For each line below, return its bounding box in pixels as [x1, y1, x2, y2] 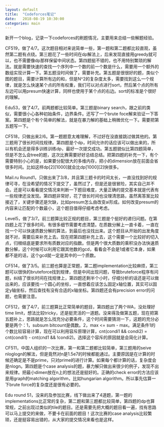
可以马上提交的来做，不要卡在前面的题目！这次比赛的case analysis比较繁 [5, 410, 152, 417]
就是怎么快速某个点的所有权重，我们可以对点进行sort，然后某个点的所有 [13, 82, 159, 88]
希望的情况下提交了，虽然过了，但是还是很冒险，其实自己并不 [30, 181, 155, 187]
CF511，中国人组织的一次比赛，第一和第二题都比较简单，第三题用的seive [5, 345, 151, 351]
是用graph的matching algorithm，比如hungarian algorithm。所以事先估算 [5, 376, 152, 381]
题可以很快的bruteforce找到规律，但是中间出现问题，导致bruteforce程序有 [5, 269, 155, 275]
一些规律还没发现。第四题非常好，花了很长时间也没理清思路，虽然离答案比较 [5, 193, 159, 199]
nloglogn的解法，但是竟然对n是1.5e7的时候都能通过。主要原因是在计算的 [5, 351, 151, 357]
